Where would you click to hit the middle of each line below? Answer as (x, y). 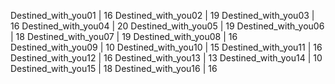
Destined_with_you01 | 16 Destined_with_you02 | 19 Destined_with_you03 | (162, 15)
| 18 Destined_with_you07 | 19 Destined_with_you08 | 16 (124, 36)
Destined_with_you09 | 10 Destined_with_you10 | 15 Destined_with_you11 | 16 (166, 47)
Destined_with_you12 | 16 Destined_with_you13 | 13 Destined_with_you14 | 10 (166, 58)
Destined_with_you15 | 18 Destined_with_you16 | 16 (114, 68)
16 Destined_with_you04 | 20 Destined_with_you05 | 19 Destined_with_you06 (167, 26)
